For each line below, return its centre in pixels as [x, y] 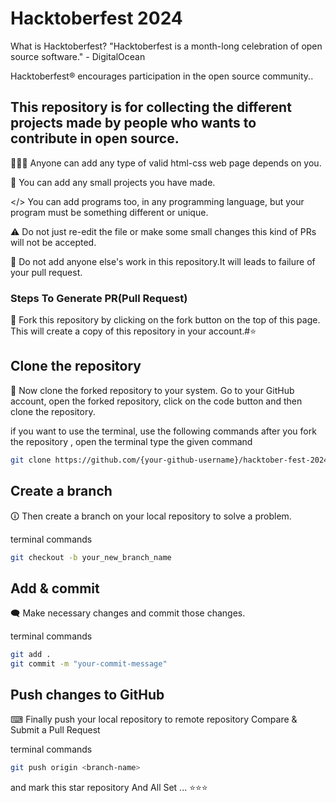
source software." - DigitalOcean [78, 56]
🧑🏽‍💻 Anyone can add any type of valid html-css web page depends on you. [166, 163]
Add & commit [55, 588]
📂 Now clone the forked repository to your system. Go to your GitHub [152, 390]
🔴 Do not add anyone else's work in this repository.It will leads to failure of [163, 261]
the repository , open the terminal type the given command [131, 441]
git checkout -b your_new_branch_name [91, 557]
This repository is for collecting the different [151, 107]
